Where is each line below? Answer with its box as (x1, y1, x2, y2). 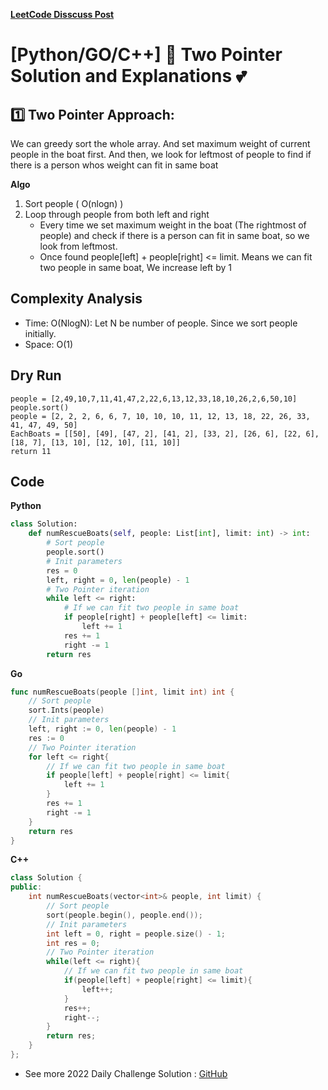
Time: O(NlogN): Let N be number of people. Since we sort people (24, 317, 298, 329)
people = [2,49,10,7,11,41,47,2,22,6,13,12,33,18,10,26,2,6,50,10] (10, 394, 298, 404)
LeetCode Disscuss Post (10, 9, 115, 20)
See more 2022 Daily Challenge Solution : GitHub (24, 1067, 228, 1079)
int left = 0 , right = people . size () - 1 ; (46, 929, 226, 939)
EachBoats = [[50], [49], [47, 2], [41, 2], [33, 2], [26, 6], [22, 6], (10, 429, 320, 439)
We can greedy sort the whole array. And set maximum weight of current (10, 138, 311, 149)
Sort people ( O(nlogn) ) (24, 198, 124, 209)
